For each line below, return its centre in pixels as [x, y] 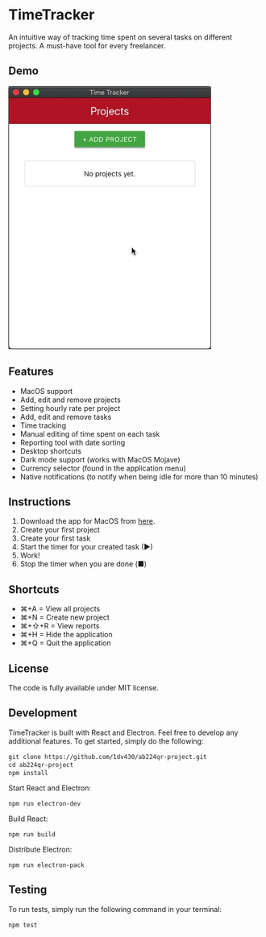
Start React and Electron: [50, 788]
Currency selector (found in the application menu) [103, 468]
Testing [28, 890]
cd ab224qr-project [41, 765]
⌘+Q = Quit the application [65, 643]
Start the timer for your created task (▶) [86, 547]
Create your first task [55, 538]
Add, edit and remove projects [70, 400]
